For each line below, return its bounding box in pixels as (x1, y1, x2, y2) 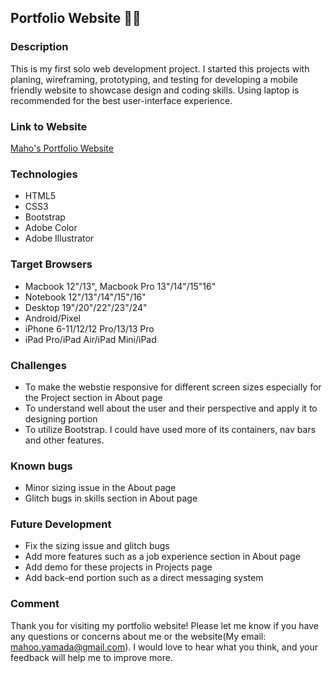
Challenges (10, 358, 67, 372)
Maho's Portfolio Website (10, 142, 114, 154)
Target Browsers (10, 257, 93, 271)
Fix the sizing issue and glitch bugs (24, 540, 170, 552)
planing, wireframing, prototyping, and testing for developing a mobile (10, 73, 299, 85)
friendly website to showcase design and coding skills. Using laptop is (10, 84, 300, 96)
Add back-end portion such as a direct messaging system (24, 572, 264, 584)
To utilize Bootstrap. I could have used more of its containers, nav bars (24, 423, 317, 435)
